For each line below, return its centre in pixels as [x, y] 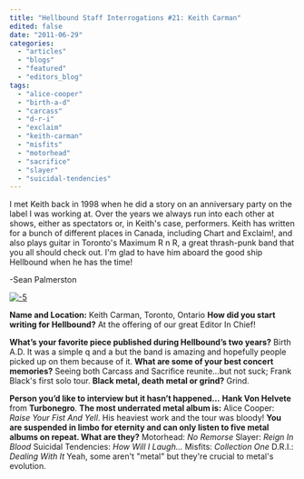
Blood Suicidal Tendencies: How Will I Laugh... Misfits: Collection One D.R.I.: [152, 447]
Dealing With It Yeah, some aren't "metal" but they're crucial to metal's [142, 456]
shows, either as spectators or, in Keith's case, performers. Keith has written [152, 224]
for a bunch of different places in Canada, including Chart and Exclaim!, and [151, 234]
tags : [20, 85]
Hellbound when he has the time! [71, 262]
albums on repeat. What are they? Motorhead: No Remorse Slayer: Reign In [152, 437]
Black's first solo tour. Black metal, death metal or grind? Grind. [129, 381]
